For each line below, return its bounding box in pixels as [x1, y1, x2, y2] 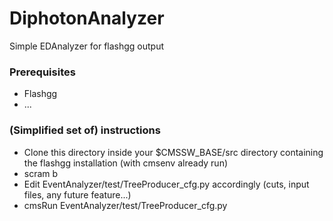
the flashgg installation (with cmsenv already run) [23, 157, 229, 169]
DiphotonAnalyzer [9, 7, 165, 30]
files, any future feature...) [23, 188, 132, 201]
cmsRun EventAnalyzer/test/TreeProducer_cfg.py [23, 199, 228, 211]
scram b [23, 167, 59, 179]
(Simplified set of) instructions [9, 123, 161, 137]
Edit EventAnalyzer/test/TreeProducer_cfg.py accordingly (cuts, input [23, 178, 310, 190]
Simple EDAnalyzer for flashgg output [9, 40, 165, 52]
